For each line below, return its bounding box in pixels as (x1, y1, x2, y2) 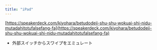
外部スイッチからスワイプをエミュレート (12, 40, 93, 46)
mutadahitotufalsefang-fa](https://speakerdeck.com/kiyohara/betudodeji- (5, 25, 152, 31)
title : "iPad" (5, 7, 34, 12)
